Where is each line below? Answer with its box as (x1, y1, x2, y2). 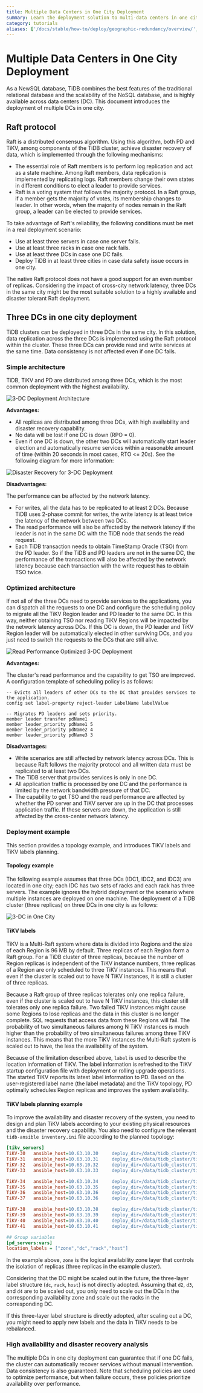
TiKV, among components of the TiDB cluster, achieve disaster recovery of (6, 144, 192, 152)
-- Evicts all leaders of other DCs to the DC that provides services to (6, 690, 196, 696)
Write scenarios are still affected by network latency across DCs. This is (14, 754, 195, 762)
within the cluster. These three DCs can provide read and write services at (6, 341, 192, 348)
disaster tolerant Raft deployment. (6, 295, 91, 302)
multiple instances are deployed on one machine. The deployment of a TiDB (6, 895, 195, 902)
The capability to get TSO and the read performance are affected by (14, 793, 185, 801)
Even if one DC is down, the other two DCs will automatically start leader (14, 438, 196, 445)
